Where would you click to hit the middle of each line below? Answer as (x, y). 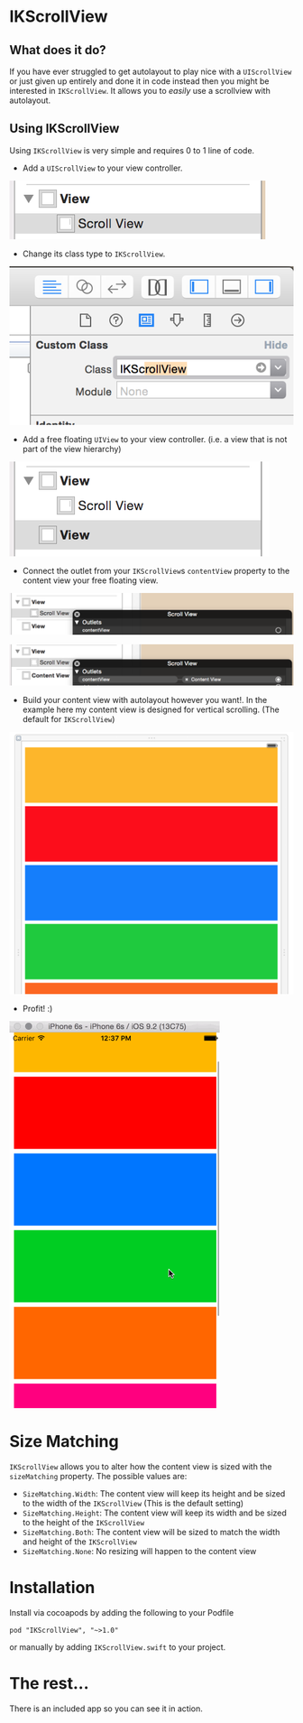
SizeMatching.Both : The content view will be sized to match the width (151, 1532)
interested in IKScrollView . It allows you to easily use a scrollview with (140, 91)
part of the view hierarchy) (72, 449)
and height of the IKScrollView (80, 1542)
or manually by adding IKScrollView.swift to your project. (118, 1647)
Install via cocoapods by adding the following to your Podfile (122, 1612)
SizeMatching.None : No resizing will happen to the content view (139, 1551)
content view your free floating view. (90, 580)
